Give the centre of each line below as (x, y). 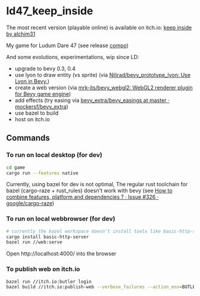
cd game (16, 167)
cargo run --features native (42, 173)
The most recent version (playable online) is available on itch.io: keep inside (99, 27)
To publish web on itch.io (43, 269)
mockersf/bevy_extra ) (41, 106)
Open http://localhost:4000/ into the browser (61, 254)
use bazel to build (37, 113)
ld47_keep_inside (50, 11)
